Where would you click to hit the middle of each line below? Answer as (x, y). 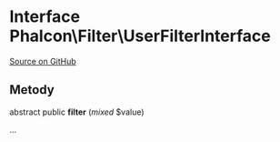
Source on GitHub (43, 61)
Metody (32, 90)
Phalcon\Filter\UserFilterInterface (140, 36)
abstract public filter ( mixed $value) (77, 112)
